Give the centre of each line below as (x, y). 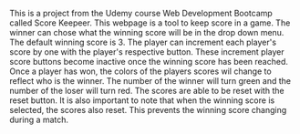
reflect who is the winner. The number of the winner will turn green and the (150, 81)
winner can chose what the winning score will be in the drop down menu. (147, 32)
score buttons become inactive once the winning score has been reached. (149, 62)
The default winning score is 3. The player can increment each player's (143, 42)
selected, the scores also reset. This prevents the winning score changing (148, 110)
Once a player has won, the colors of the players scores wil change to (140, 71)
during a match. (39, 119)
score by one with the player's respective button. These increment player (147, 52)
